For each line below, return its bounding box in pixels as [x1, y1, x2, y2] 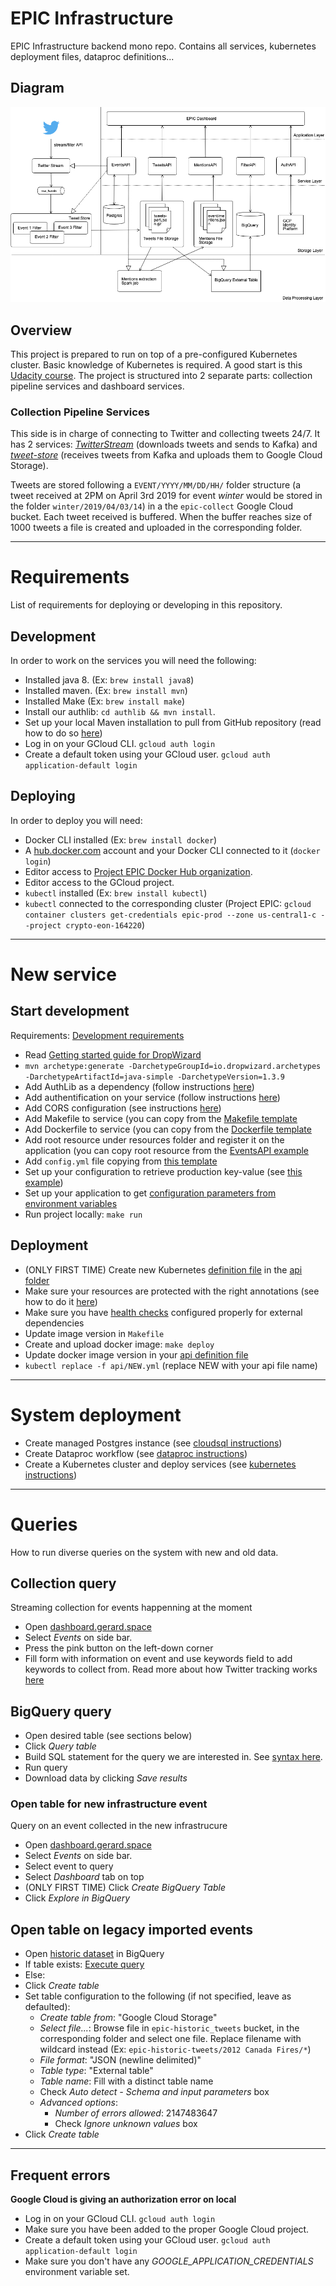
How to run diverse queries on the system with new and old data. [10, 1546, 279, 1558]
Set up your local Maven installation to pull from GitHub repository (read [24, 717, 322, 728]
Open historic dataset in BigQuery [24, 1948, 165, 1960]
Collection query [10, 1575, 117, 1592]
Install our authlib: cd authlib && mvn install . [24, 706, 216, 717]
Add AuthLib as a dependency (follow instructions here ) [24, 1080, 255, 1092]
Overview [10, 322, 73, 339]
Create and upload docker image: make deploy [24, 1338, 215, 1350]
